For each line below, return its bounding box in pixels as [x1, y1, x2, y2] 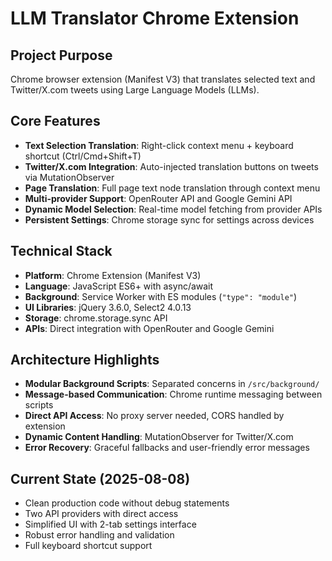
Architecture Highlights [10, 352, 160, 369]
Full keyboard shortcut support [24, 540, 153, 552]
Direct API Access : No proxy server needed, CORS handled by [24, 410, 285, 422]
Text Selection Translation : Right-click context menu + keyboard [24, 139, 294, 151]
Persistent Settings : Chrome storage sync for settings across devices [24, 213, 315, 226]
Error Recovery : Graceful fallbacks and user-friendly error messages [24, 442, 310, 454]
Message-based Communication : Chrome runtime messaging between [24, 388, 323, 401]
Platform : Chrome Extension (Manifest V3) [24, 269, 202, 281]
